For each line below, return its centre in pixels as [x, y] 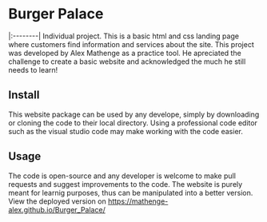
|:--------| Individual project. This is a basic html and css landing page [124, 36]
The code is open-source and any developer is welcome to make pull [122, 176]
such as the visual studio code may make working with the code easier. [126, 131]
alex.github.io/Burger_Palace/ [57, 209]
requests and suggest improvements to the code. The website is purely [126, 184]
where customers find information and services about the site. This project [131, 44]
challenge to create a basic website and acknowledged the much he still [127, 61]
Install [24, 95]
